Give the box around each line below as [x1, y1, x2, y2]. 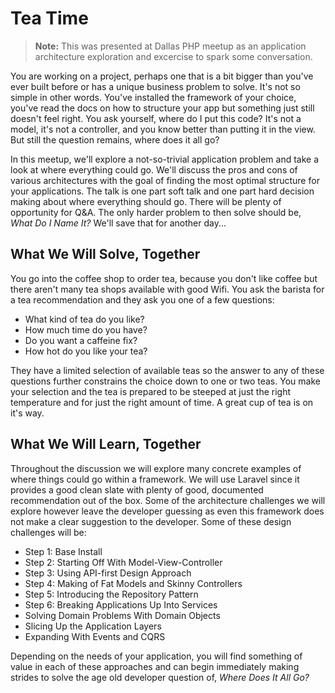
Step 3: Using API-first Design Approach [24, 567, 192, 579]
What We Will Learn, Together [10, 436, 202, 453]
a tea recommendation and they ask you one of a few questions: [10, 293, 275, 306]
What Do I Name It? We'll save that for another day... [10, 217, 227, 229]
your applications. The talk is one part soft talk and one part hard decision [10, 185, 315, 197]
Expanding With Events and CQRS [24, 630, 166, 642]
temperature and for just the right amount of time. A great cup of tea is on [10, 396, 314, 408]
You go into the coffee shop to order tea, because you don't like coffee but [10, 272, 318, 284]
